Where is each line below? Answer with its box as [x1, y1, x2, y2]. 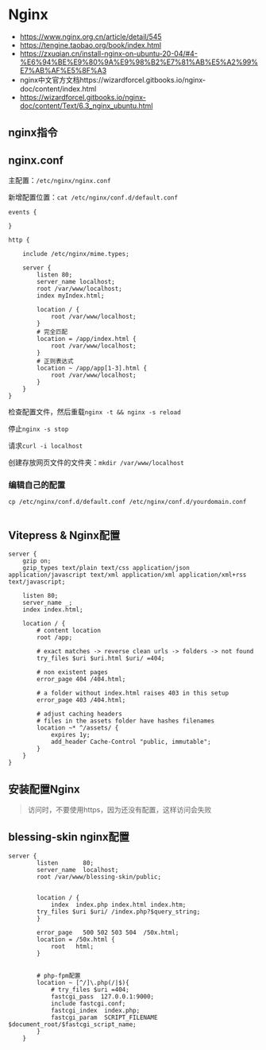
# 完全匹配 [37, 328, 68, 336]
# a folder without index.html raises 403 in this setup [37, 689, 229, 697]
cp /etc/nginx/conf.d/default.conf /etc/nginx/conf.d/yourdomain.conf [8, 498, 247, 506]
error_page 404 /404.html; [37, 676, 126, 684]
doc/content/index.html [19, 83, 97, 93]
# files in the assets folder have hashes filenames [37, 717, 215, 725]
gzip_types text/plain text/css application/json [22, 564, 191, 572]
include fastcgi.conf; [50, 999, 126, 1007]
